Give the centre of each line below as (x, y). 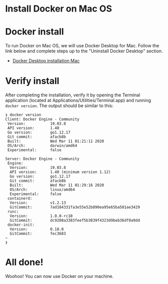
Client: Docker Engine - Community (42, 119)
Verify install (32, 81)
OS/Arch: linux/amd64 (42, 190)
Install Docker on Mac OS (59, 9)
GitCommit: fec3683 (38, 234)
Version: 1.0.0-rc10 (41, 216)
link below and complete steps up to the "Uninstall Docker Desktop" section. (84, 51)
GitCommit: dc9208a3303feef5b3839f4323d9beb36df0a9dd (75, 221)
